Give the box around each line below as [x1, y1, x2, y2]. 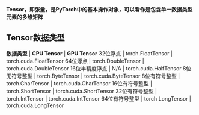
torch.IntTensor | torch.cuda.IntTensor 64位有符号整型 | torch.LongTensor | [6, 95, 191, 102]
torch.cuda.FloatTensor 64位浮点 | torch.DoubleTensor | [6, 57, 144, 64]
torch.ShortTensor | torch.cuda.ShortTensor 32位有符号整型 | [6, 87, 158, 95]
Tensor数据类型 [6, 33, 65, 43]
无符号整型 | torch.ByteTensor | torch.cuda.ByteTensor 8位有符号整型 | [6, 72, 180, 79]
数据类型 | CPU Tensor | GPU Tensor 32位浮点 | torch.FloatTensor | [6, 49, 173, 57]
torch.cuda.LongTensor [6, 102, 64, 109]
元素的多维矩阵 [6, 13, 43, 20]
